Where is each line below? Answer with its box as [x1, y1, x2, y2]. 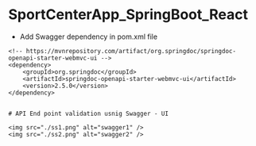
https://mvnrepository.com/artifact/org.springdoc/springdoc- [25, 47, 237, 55]
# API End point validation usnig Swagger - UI [8, 109, 169, 117]
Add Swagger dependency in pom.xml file [19, 32, 157, 41]
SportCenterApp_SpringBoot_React [8, 6, 249, 24]
